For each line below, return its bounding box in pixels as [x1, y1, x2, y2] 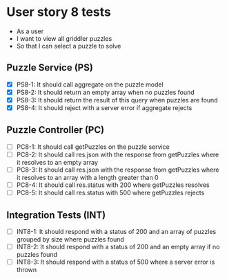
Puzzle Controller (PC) [6, 124, 105, 136]
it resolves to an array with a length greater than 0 [16, 174, 159, 181]
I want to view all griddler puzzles [16, 34, 112, 42]
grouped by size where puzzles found [16, 235, 125, 243]
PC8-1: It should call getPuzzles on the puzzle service [16, 143, 170, 151]
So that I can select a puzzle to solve [16, 42, 121, 50]
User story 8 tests [6, 4, 111, 20]
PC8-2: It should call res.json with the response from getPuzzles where [16, 150, 219, 159]
